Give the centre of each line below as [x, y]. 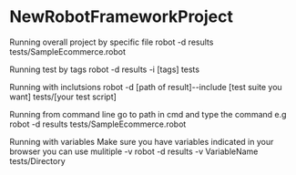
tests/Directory [37, 160]
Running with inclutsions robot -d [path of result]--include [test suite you [146, 87]
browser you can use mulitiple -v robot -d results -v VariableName [134, 151]
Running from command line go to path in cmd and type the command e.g [148, 114]
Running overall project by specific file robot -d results [112, 42]
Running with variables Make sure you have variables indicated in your [142, 141]
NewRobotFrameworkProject [122, 17]
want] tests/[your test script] [63, 97]
